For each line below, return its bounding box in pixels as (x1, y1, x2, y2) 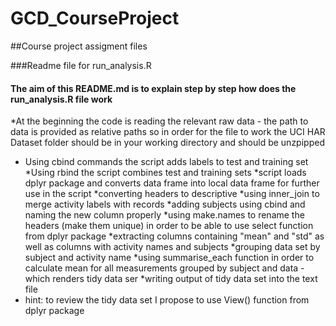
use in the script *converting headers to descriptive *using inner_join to (24, 188, 320, 200)
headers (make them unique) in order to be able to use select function (24, 220, 314, 232)
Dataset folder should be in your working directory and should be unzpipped (10, 137, 325, 149)
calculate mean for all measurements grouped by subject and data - (24, 262, 305, 274)
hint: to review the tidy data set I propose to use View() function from (24, 294, 310, 306)
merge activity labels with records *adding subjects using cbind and (24, 198, 306, 211)
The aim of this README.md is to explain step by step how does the (10, 82, 297, 94)
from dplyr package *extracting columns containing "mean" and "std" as (24, 230, 325, 242)
